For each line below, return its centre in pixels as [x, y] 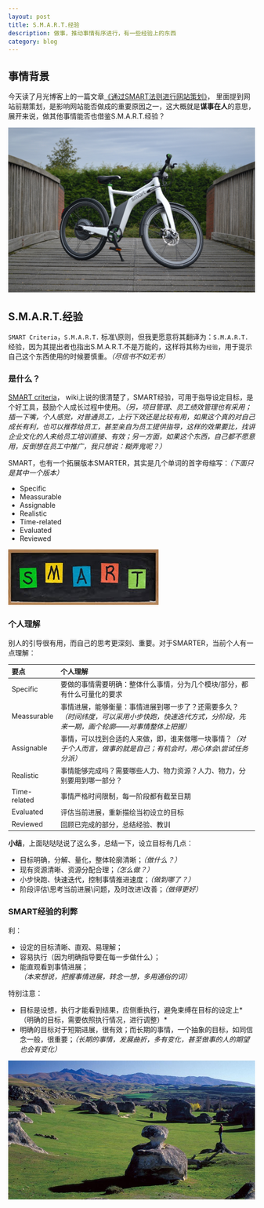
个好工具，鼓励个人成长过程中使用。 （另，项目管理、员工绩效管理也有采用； [130, 407]
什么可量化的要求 [95, 694]
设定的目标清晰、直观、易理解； [71, 947]
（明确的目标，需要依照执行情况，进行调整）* [93, 1020]
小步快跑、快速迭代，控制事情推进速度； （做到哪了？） [107, 880]
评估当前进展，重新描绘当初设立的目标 [123, 812]
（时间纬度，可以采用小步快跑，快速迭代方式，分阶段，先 [154, 716]
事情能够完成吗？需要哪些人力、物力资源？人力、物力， [150, 771]
